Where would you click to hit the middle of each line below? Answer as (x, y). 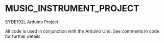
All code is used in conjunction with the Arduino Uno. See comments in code (82, 31)
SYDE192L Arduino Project (32, 22)
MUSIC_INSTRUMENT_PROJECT (72, 8)
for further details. (23, 36)
